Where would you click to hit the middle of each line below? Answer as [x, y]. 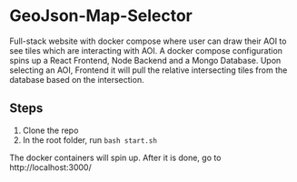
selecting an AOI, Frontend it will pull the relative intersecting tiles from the [148, 70]
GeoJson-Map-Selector [101, 16]
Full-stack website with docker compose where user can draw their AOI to [148, 41]
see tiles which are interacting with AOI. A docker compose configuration [146, 50]
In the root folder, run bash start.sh [89, 140]
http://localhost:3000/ [51, 167]
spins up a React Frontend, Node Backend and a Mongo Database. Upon [145, 60]
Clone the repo [50, 130]
